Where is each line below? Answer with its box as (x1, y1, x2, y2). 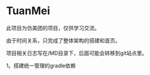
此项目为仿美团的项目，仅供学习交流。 (6, 24, 100, 31)
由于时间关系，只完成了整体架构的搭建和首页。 (6, 37, 120, 44)
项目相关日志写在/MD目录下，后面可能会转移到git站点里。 (6, 49, 148, 57)
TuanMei (6, 4, 50, 18)
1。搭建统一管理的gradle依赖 (6, 62, 76, 69)
